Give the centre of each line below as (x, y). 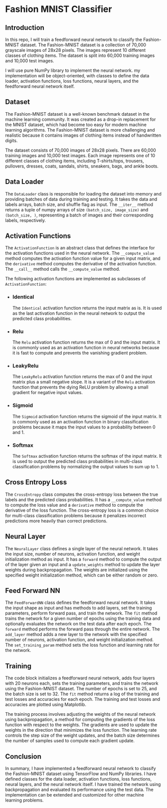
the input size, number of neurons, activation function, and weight (73, 554)
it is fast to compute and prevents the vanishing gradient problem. (80, 353)
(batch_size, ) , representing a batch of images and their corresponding (79, 215)
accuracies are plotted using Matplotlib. (46, 705)
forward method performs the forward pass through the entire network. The (83, 629)
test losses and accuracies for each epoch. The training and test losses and (83, 699)
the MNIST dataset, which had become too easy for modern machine (76, 124)
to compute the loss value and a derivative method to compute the (74, 505)
